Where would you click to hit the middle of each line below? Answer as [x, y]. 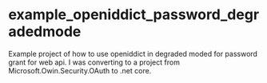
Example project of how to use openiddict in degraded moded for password [133, 53]
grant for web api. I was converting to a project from [94, 62]
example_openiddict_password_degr [134, 15]
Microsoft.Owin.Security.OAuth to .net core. [80, 70]
